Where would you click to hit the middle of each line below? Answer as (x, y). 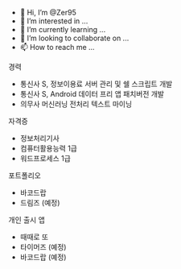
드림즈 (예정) (40, 203)
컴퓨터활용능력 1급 (49, 148)
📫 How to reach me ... (57, 47)
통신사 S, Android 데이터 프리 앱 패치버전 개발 (92, 94)
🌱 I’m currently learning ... (63, 29)
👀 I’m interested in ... (54, 21)
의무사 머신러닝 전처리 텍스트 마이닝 (76, 104)
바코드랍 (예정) (43, 257)
